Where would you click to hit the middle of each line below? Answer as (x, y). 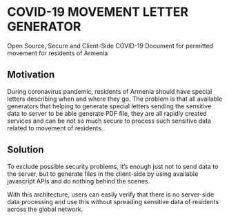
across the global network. (45, 209)
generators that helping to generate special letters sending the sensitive (109, 106)
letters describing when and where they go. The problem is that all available (115, 99)
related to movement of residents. (55, 128)
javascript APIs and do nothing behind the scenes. (79, 181)
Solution (26, 150)
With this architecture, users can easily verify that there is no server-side (111, 194)
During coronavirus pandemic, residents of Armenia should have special (110, 91)
